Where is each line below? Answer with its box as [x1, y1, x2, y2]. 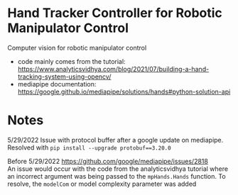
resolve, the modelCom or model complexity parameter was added [7, 179, 197, 188]
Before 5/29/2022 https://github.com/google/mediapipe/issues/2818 [7, 157, 208, 165]
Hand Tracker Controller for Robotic [7, 5, 222, 21]
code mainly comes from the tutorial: [17, 57, 126, 65]
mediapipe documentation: [17, 79, 97, 88]
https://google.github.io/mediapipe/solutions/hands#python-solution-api [17, 87, 231, 96]
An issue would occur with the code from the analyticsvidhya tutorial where [7, 165, 229, 173]
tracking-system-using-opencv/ [17, 72, 112, 81]
